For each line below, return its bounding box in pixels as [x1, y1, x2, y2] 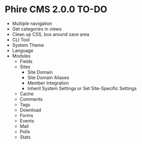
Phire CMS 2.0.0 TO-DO [5, 4, 107, 15]
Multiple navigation [12, 20, 52, 26]
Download [19, 107, 41, 113]
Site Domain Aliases [27, 74, 69, 80]
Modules [12, 52, 31, 59]
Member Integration [27, 80, 69, 86]
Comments [19, 96, 43, 102]
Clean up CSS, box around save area [12, 31, 90, 37]
